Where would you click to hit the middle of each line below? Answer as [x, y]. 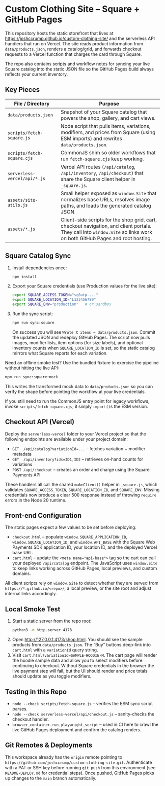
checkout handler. [30, 719]
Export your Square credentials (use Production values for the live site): [84, 286]
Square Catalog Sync [38, 256]
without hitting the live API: [32, 368]
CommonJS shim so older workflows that [108, 152]
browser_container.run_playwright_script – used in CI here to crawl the [85, 724]
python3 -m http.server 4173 [42, 630]
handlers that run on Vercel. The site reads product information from [74, 43]
